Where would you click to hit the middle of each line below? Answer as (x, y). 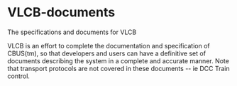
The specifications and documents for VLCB (72, 32)
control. (19, 76)
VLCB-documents (61, 12)
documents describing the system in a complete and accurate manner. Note (118, 60)
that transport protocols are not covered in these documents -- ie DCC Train (118, 68)
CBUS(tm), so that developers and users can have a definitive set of (107, 53)
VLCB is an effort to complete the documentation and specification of (109, 45)
